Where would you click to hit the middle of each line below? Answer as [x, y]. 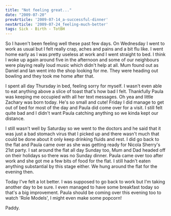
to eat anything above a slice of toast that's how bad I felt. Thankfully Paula [84, 91]
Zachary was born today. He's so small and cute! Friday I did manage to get [85, 102]
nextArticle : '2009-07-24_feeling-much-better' [57, 24]
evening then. [20, 172]
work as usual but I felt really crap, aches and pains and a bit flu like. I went [84, 49]
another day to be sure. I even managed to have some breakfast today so [82, 187]
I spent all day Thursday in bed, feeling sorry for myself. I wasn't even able [84, 86]
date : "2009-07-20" [26, 15]
